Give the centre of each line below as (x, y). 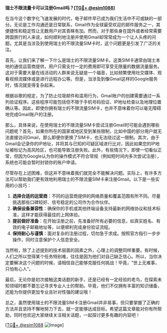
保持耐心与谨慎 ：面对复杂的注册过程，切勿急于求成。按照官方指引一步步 (86, 233)
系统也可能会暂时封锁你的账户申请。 (42, 162)
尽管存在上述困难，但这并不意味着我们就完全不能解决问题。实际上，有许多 (81, 173)
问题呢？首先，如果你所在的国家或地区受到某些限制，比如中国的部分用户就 (81, 131)
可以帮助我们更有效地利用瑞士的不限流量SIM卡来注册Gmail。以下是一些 (82, 179)
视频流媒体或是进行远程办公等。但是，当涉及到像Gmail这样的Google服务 (83, 79)
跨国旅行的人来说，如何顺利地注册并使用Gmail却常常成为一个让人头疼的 (79, 37)
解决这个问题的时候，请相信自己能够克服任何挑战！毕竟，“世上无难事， (87, 263)
